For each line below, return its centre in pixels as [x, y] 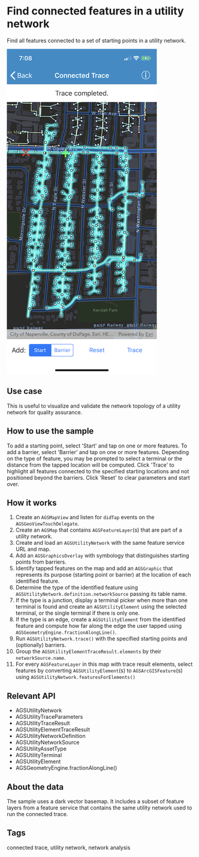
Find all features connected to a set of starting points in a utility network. [97, 40]
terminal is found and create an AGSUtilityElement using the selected [101, 607]
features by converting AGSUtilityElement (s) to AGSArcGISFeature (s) [99, 671]
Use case [25, 391]
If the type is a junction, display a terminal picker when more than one [102, 600]
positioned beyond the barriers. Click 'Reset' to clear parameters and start [99, 478]
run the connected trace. [37, 814]
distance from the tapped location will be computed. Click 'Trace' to [91, 465]
